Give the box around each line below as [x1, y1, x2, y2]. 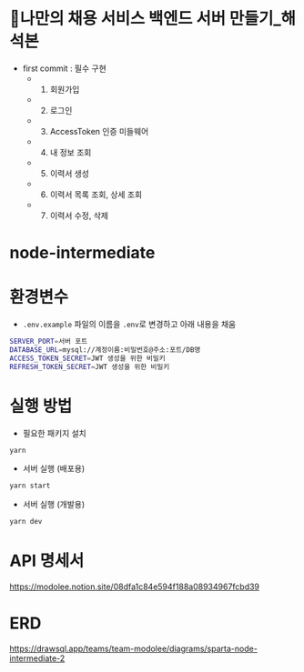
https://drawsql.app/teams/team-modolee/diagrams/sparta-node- [9, 643, 258, 654]
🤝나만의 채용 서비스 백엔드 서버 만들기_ [9, 8, 282, 29]
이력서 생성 [49, 167, 89, 178]
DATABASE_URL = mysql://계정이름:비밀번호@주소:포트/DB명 [9, 345, 201, 355]
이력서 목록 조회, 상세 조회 [49, 188, 143, 200]
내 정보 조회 [49, 146, 92, 157]
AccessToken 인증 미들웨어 [49, 125, 149, 136]
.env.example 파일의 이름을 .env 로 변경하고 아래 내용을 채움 [22, 319, 237, 330]
